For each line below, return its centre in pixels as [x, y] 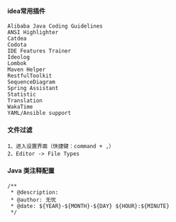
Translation [25, 101]
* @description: [34, 192]
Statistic [22, 95]
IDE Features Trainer [39, 51]
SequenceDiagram [31, 82]
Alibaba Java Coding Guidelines [55, 26]
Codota [17, 45]
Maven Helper [27, 70]
